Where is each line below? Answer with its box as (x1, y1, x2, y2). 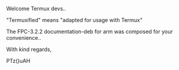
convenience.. (6, 34, 41, 41)
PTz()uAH (6, 58, 31, 64)
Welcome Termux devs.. (6, 5, 66, 12)
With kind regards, (6, 46, 52, 53)
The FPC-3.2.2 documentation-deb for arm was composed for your (6, 28, 173, 35)
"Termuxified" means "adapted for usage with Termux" (6, 17, 143, 23)
